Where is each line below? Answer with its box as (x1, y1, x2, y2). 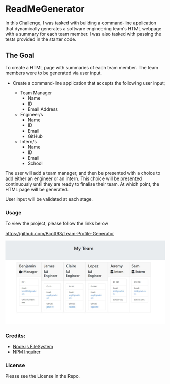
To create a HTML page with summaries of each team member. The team (5, 64, 158, 70)
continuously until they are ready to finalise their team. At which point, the (5, 181, 160, 187)
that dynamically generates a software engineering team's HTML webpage (5, 25, 162, 31)
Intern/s (20, 138, 37, 144)
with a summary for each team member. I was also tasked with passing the (5, 31, 161, 37)
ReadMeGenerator (5, 3, 85, 15)
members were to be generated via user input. (5, 70, 103, 76)
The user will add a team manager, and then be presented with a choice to (5, 170, 161, 176)
